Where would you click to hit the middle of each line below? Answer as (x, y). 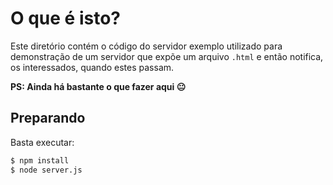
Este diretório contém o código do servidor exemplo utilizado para (146, 46)
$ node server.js (46, 170)
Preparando (48, 118)
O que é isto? (65, 18)
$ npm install (40, 160)
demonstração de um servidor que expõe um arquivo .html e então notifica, (167, 56)
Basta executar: (42, 142)
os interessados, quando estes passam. (92, 67)
